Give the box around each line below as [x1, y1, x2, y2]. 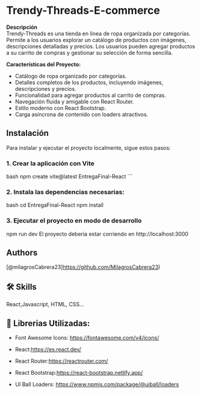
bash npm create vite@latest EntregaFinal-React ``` [6, 173, 133, 180]
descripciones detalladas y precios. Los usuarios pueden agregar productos [6, 43, 196, 50]
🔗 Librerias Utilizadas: [6, 318, 90, 328]
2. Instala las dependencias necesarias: [6, 188, 125, 196]
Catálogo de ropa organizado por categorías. [14, 72, 127, 79]
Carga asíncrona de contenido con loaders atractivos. [14, 111, 149, 118]
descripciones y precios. [14, 85, 76, 92]
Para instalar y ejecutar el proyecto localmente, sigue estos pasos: [6, 144, 171, 151]
